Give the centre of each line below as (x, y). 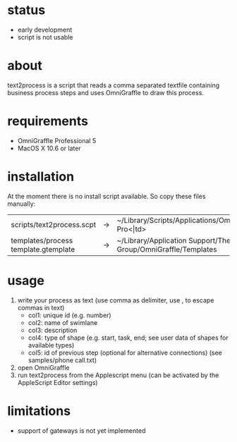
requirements (48, 121)
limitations (39, 411)
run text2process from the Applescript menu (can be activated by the (118, 375)
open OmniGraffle (43, 367)
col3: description (53, 330)
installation (41, 177)
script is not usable (45, 37)
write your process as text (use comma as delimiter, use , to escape (116, 300)
